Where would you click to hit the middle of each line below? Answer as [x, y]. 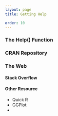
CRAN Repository [26, 53]
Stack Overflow [21, 77]
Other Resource [21, 89]
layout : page [18, 10]
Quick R [20, 99]
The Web [16, 66]
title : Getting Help [26, 14]
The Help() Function [29, 40]
